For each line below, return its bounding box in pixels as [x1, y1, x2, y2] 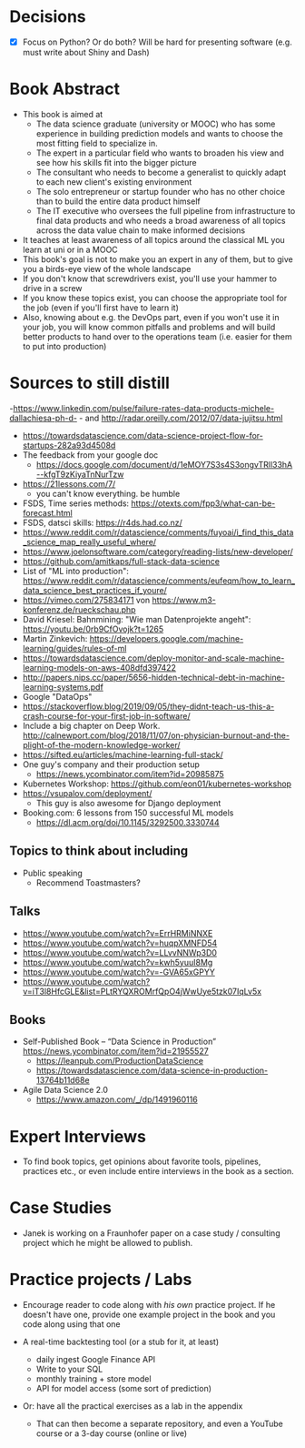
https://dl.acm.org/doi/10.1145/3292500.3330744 [35, 816, 220, 827]
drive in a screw [22, 282, 84, 293]
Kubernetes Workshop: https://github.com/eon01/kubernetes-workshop [22, 778, 292, 789]
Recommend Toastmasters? [35, 876, 141, 888]
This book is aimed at [22, 108, 103, 119]
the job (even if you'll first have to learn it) [22, 302, 180, 313]
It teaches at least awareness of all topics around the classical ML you [22, 234, 286, 245]
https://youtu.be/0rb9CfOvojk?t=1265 [22, 623, 164, 634]
